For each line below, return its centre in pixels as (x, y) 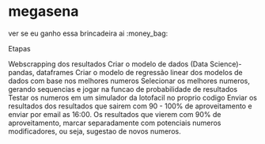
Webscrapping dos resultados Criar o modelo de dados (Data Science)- (125, 64)
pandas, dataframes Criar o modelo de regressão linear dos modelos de (125, 72)
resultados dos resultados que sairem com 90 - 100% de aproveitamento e (130, 106)
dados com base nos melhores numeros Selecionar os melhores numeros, (129, 81)
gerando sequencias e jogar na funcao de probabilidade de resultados (123, 89)
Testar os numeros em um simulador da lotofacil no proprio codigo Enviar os (132, 97)
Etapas (19, 48)
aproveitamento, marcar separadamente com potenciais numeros (115, 123)
